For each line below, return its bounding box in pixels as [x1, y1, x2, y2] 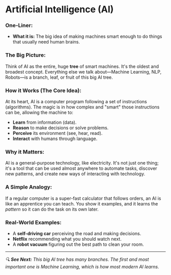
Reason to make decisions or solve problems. [12, 125, 109, 131]
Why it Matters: [5, 148, 45, 155]
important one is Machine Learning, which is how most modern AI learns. [5, 263, 159, 269]
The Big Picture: [5, 52, 46, 59]
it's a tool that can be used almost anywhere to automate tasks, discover [5, 165, 157, 172]
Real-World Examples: [5, 219, 62, 226]
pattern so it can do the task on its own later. [5, 206, 99, 212]
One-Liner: [5, 22, 33, 29]
